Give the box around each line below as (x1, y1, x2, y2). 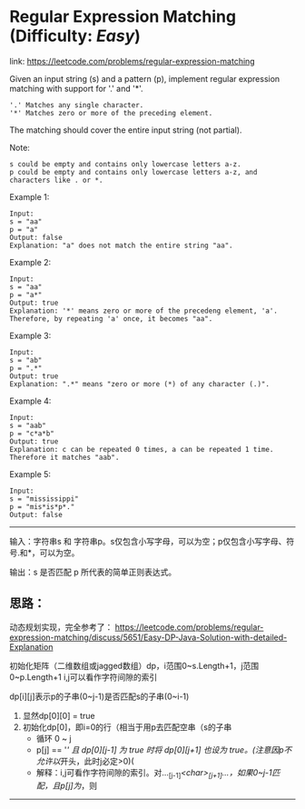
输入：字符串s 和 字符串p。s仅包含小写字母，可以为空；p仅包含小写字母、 (9, 535, 287, 546)
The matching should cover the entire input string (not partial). (9, 125, 242, 135)
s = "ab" (9, 355, 43, 365)
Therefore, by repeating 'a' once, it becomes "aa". (9, 314, 213, 324)
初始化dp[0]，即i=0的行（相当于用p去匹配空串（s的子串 (22, 721, 232, 733)
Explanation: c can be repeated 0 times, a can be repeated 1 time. (9, 444, 274, 454)
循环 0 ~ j (35, 733, 72, 744)
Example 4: (9, 395, 52, 406)
